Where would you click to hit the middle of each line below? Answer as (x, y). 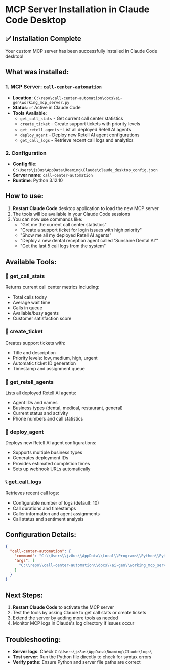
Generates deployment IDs (40, 458)
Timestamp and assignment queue (49, 368)
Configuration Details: (41, 535)
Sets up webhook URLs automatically (51, 469)
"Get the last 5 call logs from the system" (63, 246)
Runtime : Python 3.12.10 (38, 180)
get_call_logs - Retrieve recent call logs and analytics (77, 140)
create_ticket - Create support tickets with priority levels (80, 124)
